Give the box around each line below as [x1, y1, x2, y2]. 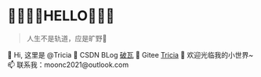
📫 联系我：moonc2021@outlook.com [7, 60, 129, 69]
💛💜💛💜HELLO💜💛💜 [7, 7, 115, 25]
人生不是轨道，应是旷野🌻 [26, 33, 107, 43]
